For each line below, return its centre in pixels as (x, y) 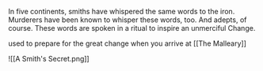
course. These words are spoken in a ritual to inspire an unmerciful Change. (132, 28)
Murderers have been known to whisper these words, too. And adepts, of (128, 20)
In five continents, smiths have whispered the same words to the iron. (122, 11)
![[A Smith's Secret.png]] (49, 59)
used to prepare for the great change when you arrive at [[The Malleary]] (128, 43)
